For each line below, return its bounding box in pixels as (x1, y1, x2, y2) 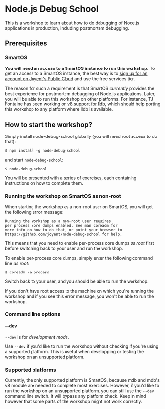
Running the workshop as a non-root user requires (5, 218, 111, 224)
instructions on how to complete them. (5, 180, 83, 186)
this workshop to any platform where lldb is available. (5, 106, 113, 112)
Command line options (5, 310, 61, 317)
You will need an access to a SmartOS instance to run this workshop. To (5, 65, 155, 71)
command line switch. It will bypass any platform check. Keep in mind (5, 393, 146, 399)
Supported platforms (5, 366, 57, 373)
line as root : (5, 260, 30, 266)
